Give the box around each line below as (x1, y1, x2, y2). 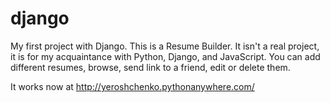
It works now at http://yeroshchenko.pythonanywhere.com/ (10, 80, 255, 92)
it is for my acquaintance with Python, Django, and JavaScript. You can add (10, 50, 321, 62)
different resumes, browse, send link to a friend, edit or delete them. (10, 61, 291, 73)
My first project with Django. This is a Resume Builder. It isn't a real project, (10, 40, 320, 52)
